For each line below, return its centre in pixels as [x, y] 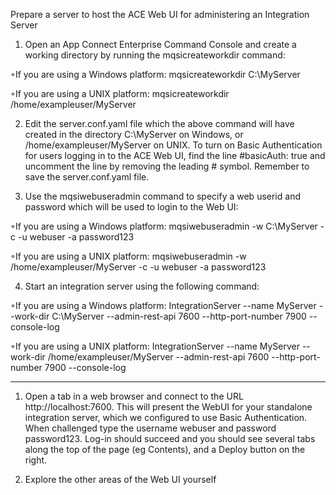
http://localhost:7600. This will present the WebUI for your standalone [168, 407]
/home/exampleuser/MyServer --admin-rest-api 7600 [158, 357]
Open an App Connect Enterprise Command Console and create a [160, 44]
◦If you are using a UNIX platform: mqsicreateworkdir [120, 93]
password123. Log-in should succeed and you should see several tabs [170, 438]
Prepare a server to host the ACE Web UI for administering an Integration [160, 14]
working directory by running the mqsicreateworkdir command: [155, 55]
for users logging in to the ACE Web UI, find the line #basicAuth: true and [175, 155]
